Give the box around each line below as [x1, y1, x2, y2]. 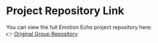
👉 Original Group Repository [6, 30, 78, 37]
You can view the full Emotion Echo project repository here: [6, 24, 152, 31]
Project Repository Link [6, 4, 125, 18]
